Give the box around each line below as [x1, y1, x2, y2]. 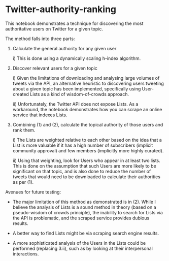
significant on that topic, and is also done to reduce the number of [12, 168, 151, 174]
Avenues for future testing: [5, 189, 61, 195]
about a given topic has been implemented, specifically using [12, 85, 141, 92]
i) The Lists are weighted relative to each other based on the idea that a [12, 137, 162, 143]
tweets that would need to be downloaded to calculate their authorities [12, 174, 161, 180]
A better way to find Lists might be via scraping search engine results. [12, 230, 159, 236]
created [12, 91, 29, 97]
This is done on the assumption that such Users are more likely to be [12, 162, 156, 169]
